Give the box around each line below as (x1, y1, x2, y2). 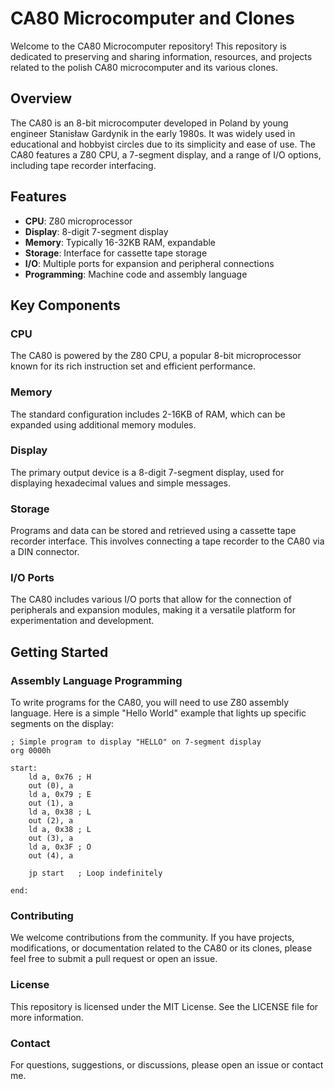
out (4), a (28, 851, 74, 861)
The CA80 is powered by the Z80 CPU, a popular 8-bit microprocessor (10, 350, 302, 362)
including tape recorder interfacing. (10, 159, 157, 171)
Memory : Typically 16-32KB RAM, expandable (24, 236, 217, 248)
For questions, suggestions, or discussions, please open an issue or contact (10, 1059, 324, 1071)
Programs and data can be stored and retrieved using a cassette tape (10, 525, 297, 537)
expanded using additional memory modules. (10, 418, 197, 431)
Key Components (10, 297, 121, 314)
